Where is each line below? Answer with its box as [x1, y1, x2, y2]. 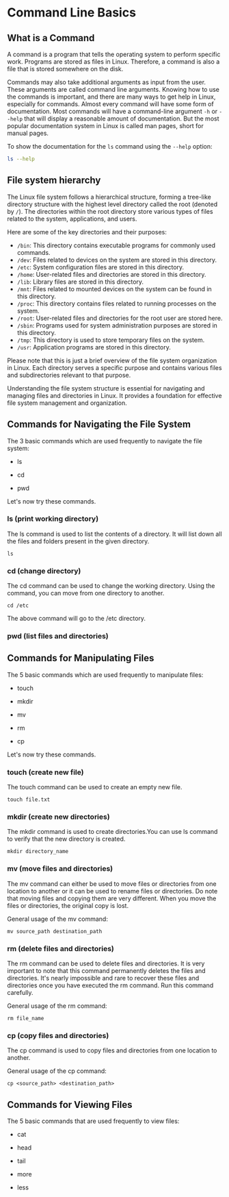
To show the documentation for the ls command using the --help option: [7, 143, 213, 150]
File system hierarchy [7, 175, 101, 186]
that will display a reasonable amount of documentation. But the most [23, 114, 219, 123]
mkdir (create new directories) [7, 812, 111, 822]
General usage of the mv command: [7, 915, 108, 923]
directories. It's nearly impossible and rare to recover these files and [7, 974, 200, 983]
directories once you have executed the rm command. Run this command [7, 981, 214, 989]
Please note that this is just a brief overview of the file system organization [7, 356, 217, 365]
